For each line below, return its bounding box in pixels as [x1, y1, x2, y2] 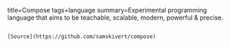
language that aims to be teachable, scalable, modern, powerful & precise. [7, 13, 224, 22]
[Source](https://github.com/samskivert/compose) [7, 33, 157, 40]
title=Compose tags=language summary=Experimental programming [7, 6, 207, 14]
